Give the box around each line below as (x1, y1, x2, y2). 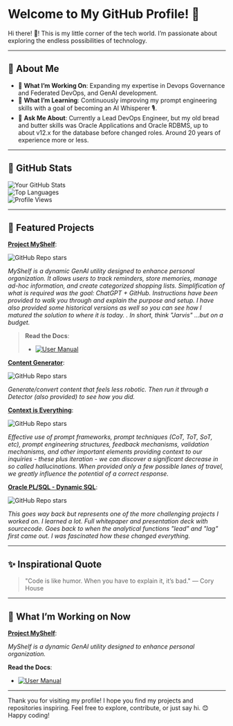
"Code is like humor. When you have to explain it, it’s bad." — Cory (24, 577, 214, 585)
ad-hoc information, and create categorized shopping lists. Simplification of (8, 281, 225, 290)
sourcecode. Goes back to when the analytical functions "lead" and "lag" (8, 525, 218, 533)
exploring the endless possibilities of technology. (8, 36, 147, 44)
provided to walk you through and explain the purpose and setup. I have (8, 297, 214, 305)
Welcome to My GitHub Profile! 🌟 (8, 6, 200, 22)
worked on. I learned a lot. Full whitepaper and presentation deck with (8, 517, 208, 525)
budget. (8, 318, 30, 327)
